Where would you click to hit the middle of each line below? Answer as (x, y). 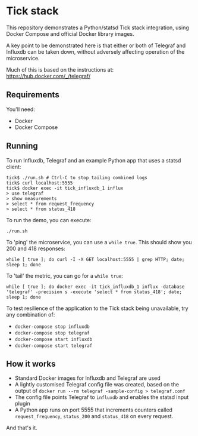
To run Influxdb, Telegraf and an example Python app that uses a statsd (94, 160)
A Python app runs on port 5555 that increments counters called (93, 410)
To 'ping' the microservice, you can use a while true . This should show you (99, 242)
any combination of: (31, 314)
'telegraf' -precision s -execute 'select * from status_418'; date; (94, 292)
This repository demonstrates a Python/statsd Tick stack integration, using (98, 27)
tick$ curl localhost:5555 (40, 183)
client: (14, 167)
